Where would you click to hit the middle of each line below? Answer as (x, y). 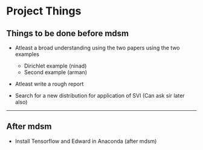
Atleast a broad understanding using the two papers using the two (97, 48)
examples (27, 54)
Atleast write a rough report (49, 84)
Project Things (44, 11)
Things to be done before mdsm (67, 33)
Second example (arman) (56, 72)
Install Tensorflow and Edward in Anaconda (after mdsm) (86, 141)
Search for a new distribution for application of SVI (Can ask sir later (100, 95)
